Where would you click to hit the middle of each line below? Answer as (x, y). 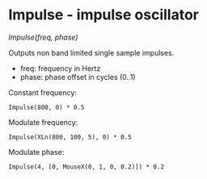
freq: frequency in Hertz (60, 68)
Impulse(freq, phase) (43, 37)
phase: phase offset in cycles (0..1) (78, 77)
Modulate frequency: (43, 122)
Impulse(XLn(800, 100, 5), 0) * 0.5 (70, 137)
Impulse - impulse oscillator (104, 15)
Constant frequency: (42, 92)
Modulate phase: (36, 152)
